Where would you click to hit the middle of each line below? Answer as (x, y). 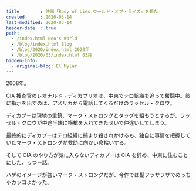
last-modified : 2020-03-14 (39, 22)
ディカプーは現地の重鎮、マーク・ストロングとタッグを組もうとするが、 (93, 115)
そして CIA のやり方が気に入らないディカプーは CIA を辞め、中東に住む (92, 155)
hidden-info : (22, 60)
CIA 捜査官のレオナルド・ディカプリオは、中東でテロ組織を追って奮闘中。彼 (98, 96)
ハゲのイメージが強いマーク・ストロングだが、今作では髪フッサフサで (91, 175)
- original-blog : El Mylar (44, 66)
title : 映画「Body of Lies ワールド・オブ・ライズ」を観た (82, 11)
